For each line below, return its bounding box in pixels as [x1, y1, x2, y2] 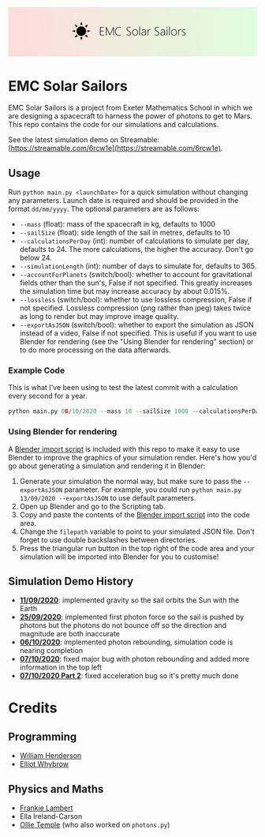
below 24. [19, 253, 53, 263]
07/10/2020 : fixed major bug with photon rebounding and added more [19, 655, 250, 664]
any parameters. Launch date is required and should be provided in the [8, 196, 239, 205]
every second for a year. [8, 391, 88, 401]
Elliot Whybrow [19, 760, 69, 769]
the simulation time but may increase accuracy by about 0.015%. [19, 287, 230, 296]
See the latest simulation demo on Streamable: [8, 135, 160, 145]
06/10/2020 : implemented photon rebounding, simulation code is [19, 637, 233, 647]
